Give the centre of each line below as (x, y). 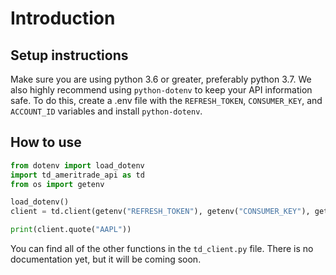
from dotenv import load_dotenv (77, 165)
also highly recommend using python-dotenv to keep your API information (161, 90)
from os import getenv (57, 184)
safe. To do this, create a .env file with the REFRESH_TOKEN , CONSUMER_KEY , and (166, 100)
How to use (46, 142)
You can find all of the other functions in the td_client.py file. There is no (162, 249)
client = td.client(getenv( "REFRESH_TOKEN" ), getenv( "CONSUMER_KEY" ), (160, 212)
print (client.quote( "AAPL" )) (71, 230)
